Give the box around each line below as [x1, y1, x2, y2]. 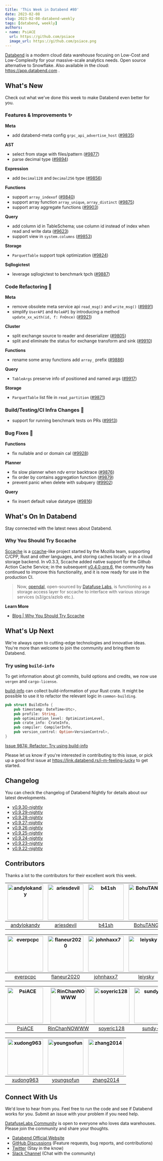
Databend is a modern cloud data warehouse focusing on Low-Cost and [5, 52, 149, 58]
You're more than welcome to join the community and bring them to [5, 645, 140, 651]
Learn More [5, 603, 29, 609]
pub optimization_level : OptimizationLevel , [14, 716, 105, 721]
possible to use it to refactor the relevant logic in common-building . [5, 693, 137, 699]
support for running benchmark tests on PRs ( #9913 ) [12, 417, 118, 423]
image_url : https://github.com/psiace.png [9, 39, 97, 44]
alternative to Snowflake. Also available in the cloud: [5, 62, 109, 68]
